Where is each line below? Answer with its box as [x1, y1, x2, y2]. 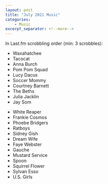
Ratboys [12, 125, 31, 132]
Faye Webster [12, 141, 42, 148]
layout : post [5, 7, 33, 13]
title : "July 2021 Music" [5, 12, 60, 17]
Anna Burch [12, 61, 38, 67]
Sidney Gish [12, 130, 38, 137]
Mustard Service [12, 152, 48, 159]
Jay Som [12, 99, 32, 105]
